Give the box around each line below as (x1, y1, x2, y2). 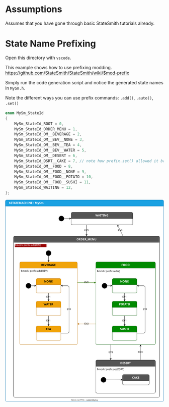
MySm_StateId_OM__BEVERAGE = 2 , (14, 132, 82, 137)
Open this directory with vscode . (5, 55, 71, 61)
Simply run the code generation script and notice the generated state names (5, 79, 163, 85)
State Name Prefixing (5, 38, 97, 49)
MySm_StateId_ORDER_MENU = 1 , (14, 126, 78, 132)
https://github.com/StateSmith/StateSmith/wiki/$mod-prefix (5, 70, 129, 76)
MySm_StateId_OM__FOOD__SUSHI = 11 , (14, 180, 92, 185)
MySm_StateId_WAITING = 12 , (14, 185, 73, 190)
